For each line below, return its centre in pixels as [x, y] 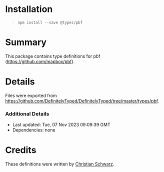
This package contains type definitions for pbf [53, 56]
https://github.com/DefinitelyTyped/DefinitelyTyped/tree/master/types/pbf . [82, 100]
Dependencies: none [34, 130]
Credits [21, 150]
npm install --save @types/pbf [50, 22]
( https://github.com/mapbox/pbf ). [40, 61]
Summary [26, 42]
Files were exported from [31, 95]
